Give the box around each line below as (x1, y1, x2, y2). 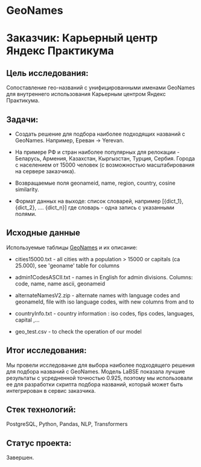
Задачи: (6, 114, 39, 124)
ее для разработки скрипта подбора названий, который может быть (6, 381, 183, 388)
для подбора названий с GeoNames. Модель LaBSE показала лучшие (6, 367, 185, 375)
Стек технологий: (6, 405, 77, 415)
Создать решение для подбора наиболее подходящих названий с (14, 130, 185, 138)
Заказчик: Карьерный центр (6, 31, 158, 45)
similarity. (14, 186, 39, 193)
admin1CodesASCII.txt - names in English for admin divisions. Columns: (14, 273, 193, 281)
